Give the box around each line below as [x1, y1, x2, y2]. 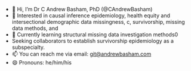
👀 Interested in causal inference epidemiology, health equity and [11, 12, 170, 19]
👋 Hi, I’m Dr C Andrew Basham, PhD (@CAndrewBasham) [11, 6, 153, 13]
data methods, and [11, 24, 58, 32]
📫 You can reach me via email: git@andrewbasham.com [11, 51, 152, 57]
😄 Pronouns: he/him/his [11, 59, 72, 66]
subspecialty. [11, 44, 45, 51]
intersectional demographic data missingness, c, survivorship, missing [11, 18, 185, 25]
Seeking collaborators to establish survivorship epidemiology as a [11, 38, 174, 44]
